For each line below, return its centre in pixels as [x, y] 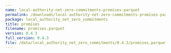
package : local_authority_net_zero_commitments [57, 19]
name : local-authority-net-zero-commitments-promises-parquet [73, 10]
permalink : [17, 15]
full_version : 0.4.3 [27, 38]
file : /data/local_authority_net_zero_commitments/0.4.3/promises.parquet [86, 43]
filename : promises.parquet [35, 29]
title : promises [22, 24]
